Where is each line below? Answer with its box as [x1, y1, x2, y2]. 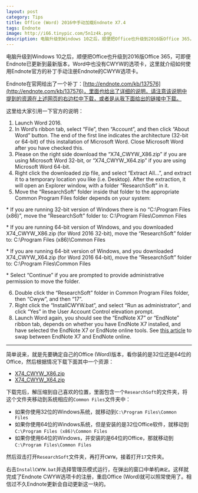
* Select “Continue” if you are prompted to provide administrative [6, 272, 164, 278]
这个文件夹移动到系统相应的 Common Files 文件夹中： [6, 396, 131, 403]
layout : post [6, 8, 38, 15]
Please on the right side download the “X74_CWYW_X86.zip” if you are [14, 151, 187, 157]
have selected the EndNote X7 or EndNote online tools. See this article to [14, 327, 192, 334]
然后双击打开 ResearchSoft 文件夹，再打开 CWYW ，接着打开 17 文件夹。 [6, 453, 167, 460]
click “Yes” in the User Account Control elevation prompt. [14, 308, 154, 315]
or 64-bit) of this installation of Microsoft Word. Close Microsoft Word [14, 138, 184, 145]
